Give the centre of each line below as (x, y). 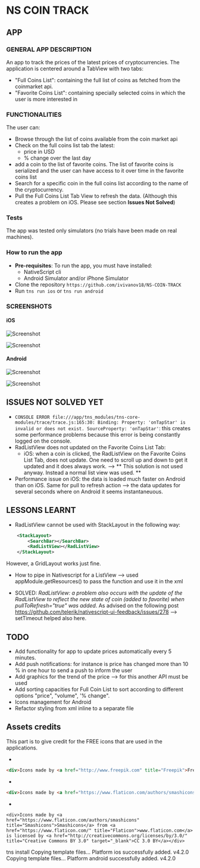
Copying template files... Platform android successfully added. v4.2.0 (91, 858)
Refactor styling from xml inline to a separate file (74, 708)
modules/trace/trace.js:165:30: (55, 422)
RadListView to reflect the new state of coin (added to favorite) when (99, 599)
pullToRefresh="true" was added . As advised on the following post (97, 606)
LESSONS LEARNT (41, 510)
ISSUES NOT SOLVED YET (55, 402)
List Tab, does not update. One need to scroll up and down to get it (106, 460)
